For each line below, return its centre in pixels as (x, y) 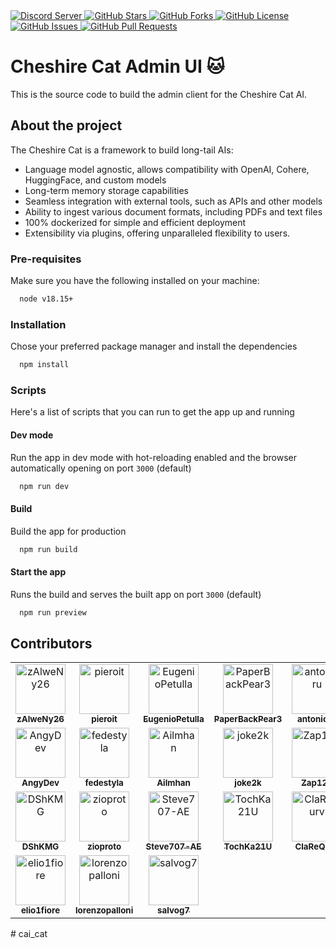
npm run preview (53, 612)
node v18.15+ (46, 299)
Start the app (38, 572)
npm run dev (44, 486)
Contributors (51, 644)
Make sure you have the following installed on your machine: (135, 281)
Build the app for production (68, 531)
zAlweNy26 (40, 719)
